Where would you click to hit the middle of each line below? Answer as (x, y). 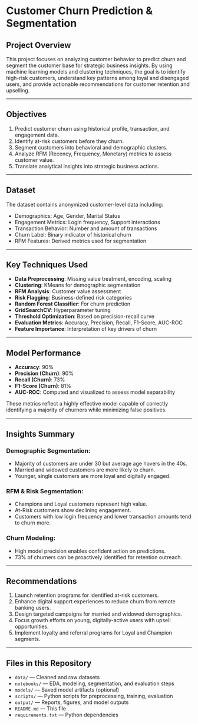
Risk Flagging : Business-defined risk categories (73, 298)
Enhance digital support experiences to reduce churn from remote (95, 602)
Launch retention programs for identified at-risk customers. (87, 595)
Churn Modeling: (31, 538)
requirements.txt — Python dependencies (67, 715)
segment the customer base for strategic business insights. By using (89, 65)
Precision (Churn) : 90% (44, 373)
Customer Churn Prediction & (80, 11)
